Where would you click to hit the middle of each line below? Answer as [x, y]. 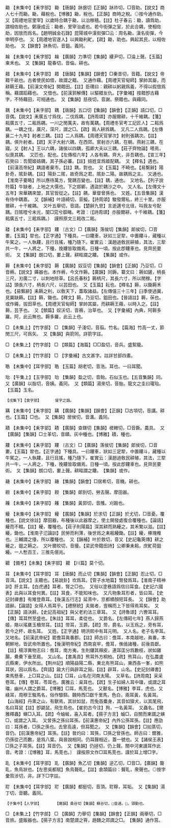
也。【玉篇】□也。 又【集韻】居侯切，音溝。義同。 [59, 417]
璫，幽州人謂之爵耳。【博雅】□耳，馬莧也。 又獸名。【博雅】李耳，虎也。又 [84, 688]
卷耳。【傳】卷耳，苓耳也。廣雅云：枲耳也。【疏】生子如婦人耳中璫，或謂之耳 [85, 682]
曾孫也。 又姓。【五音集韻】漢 [132, 193]
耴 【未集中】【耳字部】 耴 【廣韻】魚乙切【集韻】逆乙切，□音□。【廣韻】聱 [85, 763]
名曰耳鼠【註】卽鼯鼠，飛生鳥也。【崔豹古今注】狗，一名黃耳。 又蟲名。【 [82, 707]
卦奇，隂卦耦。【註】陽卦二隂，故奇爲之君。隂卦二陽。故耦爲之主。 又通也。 [85, 174]
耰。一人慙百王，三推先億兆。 [36, 552]
